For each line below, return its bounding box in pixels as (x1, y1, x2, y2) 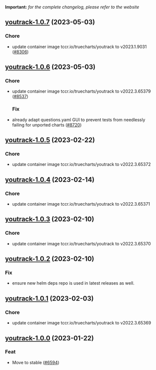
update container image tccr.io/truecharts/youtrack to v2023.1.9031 (12, 44, 147, 49)
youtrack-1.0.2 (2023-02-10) (5, 255, 94, 263)
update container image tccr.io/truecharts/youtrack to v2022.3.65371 (12, 201, 150, 207)
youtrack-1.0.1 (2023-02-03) (5, 294, 94, 303)
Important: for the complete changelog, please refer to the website (5, 4, 140, 10)
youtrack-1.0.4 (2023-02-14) (5, 176, 95, 184)
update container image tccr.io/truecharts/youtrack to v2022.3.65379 (12, 88, 151, 94)
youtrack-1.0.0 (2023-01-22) (5, 334, 94, 342)
